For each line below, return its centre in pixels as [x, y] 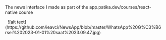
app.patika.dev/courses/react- [120, 7]
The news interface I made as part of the [47, 7]
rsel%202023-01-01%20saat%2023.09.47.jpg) [53, 32]
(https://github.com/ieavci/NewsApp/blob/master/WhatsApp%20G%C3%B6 [83, 27]
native [11, 12]
